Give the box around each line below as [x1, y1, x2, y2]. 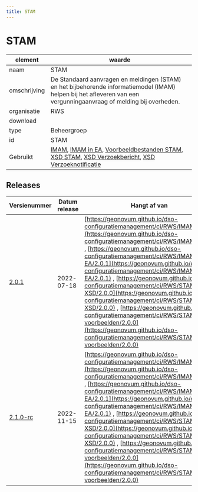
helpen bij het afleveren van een [50, 90, 140, 98]
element [15, 56, 39, 64]
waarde [108, 56, 131, 64]
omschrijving [9, 86, 45, 95]
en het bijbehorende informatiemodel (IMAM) [50, 82, 176, 90]
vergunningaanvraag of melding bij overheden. [50, 97, 180, 105]
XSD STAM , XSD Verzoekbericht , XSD [50, 153, 155, 161]
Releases [6, 180, 41, 190]
